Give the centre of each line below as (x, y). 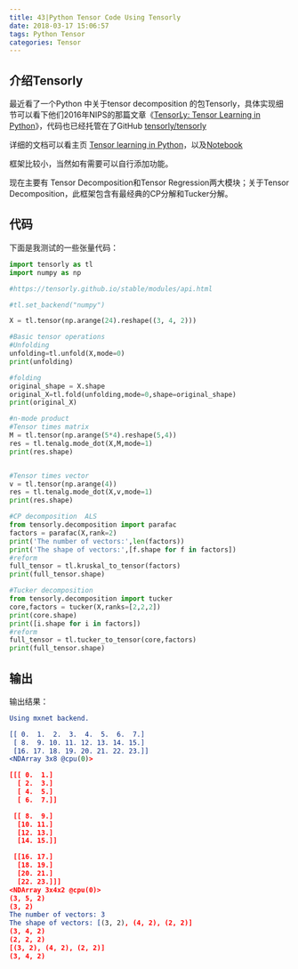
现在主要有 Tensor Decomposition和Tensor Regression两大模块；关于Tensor (149, 182)
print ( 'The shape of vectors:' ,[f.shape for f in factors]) (123, 549)
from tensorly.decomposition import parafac (93, 525)
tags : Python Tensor (48, 34)
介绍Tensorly (46, 81)
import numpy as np (45, 272)
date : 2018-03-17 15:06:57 (59, 26)
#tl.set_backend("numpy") (57, 305)
